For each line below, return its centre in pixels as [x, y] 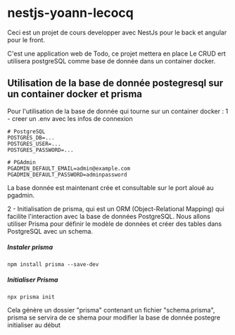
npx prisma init [31, 297]
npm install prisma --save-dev [53, 264]
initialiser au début [34, 324]
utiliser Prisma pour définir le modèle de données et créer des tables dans [115, 224]
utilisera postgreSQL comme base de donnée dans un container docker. [112, 61]
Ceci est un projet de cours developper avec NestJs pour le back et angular [117, 32]
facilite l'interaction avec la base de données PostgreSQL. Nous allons [109, 216]
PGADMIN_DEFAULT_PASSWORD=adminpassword [68, 175]
